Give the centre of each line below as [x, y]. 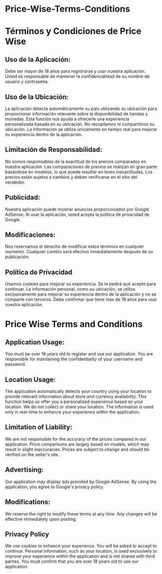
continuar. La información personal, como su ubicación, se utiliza [70, 289]
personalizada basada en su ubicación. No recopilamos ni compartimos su [80, 124]
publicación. [18, 257]
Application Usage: [35, 342]
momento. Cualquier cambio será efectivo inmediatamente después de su [79, 252]
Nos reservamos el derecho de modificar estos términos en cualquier [75, 246]
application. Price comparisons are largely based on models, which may [77, 444]
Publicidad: [23, 197]
